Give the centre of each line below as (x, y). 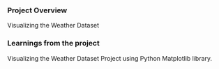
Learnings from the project (53, 43)
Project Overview (37, 10)
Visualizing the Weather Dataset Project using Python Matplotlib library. (110, 58)
